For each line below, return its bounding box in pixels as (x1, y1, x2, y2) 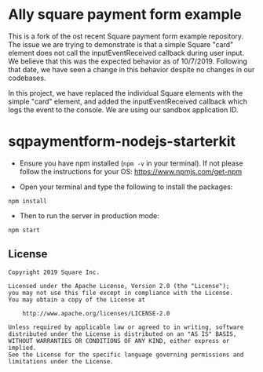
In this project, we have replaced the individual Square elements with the (8, 88, 243, 97)
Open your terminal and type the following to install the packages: (19, 182, 233, 191)
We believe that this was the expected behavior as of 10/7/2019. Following (8, 57, 247, 66)
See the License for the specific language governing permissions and (8, 351, 244, 359)
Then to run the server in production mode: (19, 210, 159, 221)
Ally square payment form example (8, 5, 242, 24)
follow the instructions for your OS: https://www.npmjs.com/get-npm (19, 166, 243, 176)
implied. (8, 344, 37, 352)
